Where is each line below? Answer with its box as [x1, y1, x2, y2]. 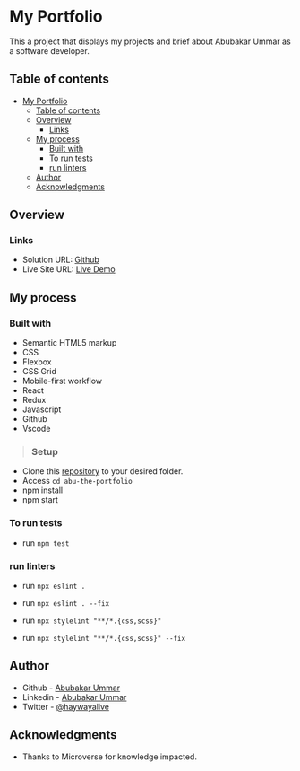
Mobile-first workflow [21, 375, 103, 387]
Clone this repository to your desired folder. [21, 466, 184, 477]
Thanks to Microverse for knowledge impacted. [21, 751, 197, 762]
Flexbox [21, 356, 52, 367]
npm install [21, 485, 64, 495]
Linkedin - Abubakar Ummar [21, 691, 127, 702]
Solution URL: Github [21, 254, 100, 266]
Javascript [21, 404, 62, 415]
